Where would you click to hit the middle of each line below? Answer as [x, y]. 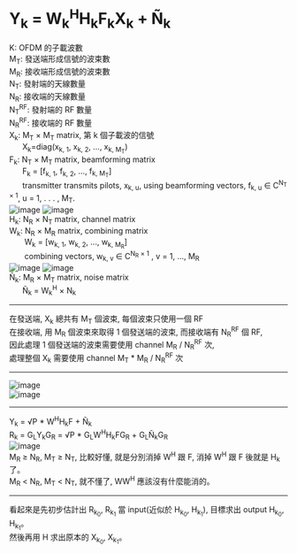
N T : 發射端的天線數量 [48, 85]
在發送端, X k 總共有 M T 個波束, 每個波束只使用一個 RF [107, 319]
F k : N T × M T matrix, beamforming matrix [83, 160]
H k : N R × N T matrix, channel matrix [72, 220]
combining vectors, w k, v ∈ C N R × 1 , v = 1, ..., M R [112, 257]
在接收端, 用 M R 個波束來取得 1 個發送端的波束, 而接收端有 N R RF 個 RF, [136, 332]
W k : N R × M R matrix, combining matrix [79, 231]
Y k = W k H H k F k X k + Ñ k [90, 19]
